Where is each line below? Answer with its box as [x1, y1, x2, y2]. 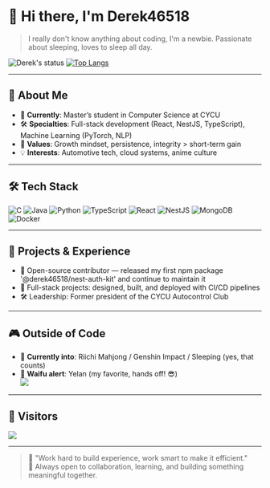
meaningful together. [27, 470, 98, 480]
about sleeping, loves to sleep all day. [27, 42, 153, 51]
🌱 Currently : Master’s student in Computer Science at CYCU [19, 110, 221, 120]
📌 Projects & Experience [8, 244, 131, 258]
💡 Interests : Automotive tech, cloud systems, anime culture [19, 148, 218, 157]
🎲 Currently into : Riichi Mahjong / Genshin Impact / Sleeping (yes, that [19, 352, 255, 362]
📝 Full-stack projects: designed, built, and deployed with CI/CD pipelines [19, 283, 260, 292]
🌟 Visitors [8, 409, 59, 423]
